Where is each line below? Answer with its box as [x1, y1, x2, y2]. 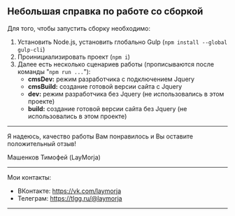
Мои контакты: [7, 173, 52, 181]
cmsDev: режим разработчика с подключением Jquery [27, 75, 194, 83]
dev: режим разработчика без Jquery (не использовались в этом [27, 89, 225, 98]
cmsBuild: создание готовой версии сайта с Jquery [27, 82, 183, 90]
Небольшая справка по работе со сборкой [7, 6, 204, 17]
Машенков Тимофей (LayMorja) [7, 153, 101, 161]
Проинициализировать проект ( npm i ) [17, 52, 131, 61]
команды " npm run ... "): [17, 67, 91, 75]
